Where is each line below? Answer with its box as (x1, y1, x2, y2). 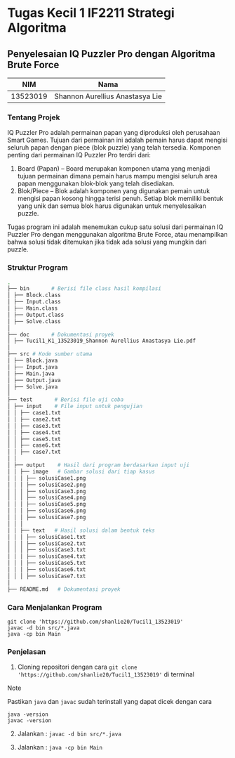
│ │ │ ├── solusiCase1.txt (7, 533, 86, 540)
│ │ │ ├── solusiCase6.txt (7, 566, 86, 573)
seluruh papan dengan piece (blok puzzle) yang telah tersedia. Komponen (7, 143, 221, 152)
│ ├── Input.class (7, 299, 61, 306)
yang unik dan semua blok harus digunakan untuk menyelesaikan (17, 202, 207, 210)
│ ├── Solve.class (7, 318, 61, 325)
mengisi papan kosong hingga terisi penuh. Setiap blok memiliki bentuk (17, 195, 224, 203)
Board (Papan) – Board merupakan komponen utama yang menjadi (17, 164, 210, 173)
